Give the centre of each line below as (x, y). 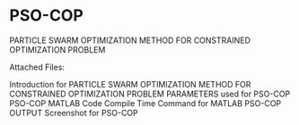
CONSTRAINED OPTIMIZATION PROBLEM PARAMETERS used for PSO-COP (150, 94)
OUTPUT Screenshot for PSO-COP (74, 112)
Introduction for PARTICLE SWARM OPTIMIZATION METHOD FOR (130, 84)
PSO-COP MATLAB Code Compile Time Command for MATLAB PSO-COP (145, 103)
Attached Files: (37, 67)
